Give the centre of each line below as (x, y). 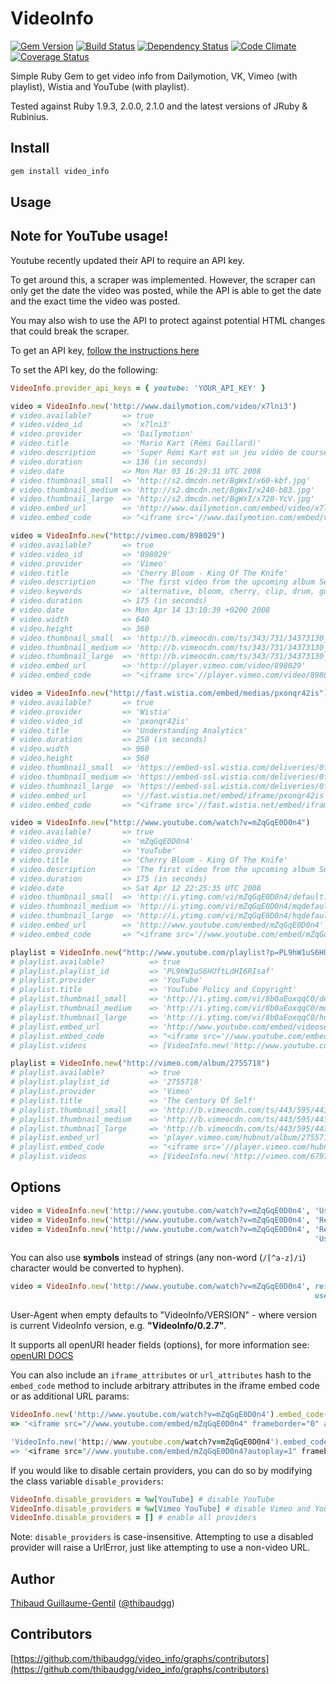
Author (32, 1578)
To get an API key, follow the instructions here (105, 350)
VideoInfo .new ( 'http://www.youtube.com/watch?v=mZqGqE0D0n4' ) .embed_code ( (169, 1415)
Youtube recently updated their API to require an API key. (127, 260)
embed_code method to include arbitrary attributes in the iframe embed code (165, 1386)
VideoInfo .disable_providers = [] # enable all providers (133, 1518)
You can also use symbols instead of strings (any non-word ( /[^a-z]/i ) (158, 1258)
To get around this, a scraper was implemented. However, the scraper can (163, 279)
